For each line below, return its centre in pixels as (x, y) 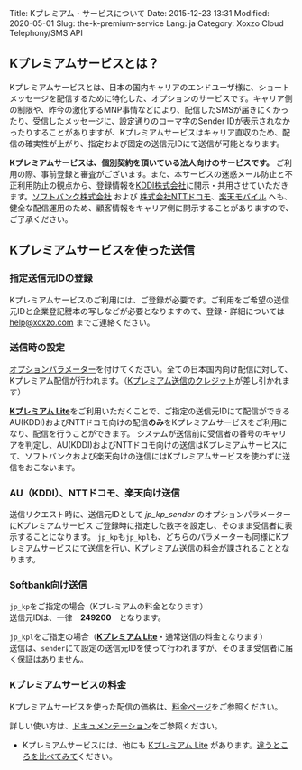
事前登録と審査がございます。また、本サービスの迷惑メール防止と (163, 173)
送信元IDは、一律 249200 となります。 (87, 617)
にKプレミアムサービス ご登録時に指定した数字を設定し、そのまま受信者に (147, 525)
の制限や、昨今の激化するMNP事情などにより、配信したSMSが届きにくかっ (149, 109)
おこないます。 (52, 467)
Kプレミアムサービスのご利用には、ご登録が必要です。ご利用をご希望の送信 (150, 300)
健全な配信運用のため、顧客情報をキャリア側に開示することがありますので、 (151, 208)
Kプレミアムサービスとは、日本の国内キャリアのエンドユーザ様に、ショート (150, 87)
